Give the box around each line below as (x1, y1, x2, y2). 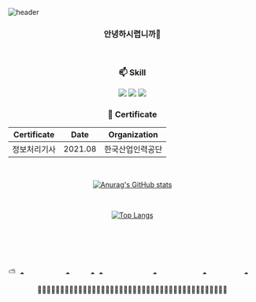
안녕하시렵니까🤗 (103, 28, 161, 39)
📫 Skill (118, 67, 147, 78)
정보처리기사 (12, 144, 57, 155)
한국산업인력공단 (103, 144, 163, 155)
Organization (108, 129, 159, 140)
